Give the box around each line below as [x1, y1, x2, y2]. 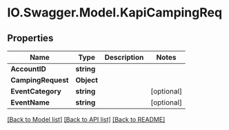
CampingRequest [10, 76, 69, 85]
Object [75, 76, 99, 85]
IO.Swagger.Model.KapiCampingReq [7, 5, 223, 21]
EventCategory [10, 87, 62, 96]
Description [104, 53, 144, 62]
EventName [10, 98, 50, 107]
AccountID [10, 64, 47, 74]
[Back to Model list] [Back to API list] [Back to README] [7, 116, 166, 123]
